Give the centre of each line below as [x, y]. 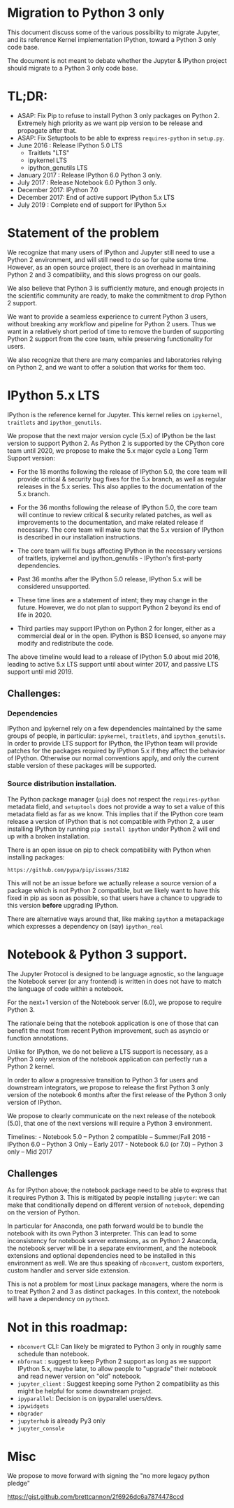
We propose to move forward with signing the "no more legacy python [108, 1476]
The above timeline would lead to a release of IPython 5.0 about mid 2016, [114, 657]
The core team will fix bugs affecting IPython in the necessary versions [119, 551]
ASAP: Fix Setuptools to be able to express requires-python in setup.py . [121, 138]
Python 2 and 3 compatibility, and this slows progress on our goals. [104, 275]
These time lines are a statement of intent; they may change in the [112, 600]
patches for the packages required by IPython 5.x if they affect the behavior [116, 751]
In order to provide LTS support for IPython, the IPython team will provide [112, 744]
